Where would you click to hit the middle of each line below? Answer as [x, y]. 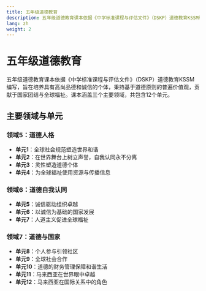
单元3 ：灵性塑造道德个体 [47, 164]
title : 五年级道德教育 [32, 12]
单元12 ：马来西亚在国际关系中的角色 [61, 282]
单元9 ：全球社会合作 [41, 259]
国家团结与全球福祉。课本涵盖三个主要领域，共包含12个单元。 [95, 95]
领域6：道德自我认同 [37, 189]
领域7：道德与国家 [33, 237]
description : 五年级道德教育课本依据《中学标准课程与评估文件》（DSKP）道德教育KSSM [103, 18]
